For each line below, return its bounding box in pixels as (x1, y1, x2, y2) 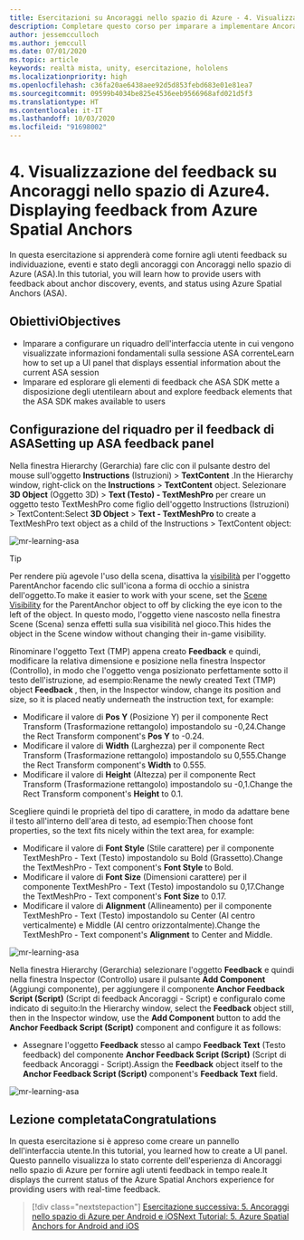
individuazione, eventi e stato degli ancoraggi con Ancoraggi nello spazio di (9, 259, 291, 270)
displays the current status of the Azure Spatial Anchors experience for (9, 1174, 275, 1186)
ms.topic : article (9, 55, 79, 64)
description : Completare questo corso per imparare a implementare (9, 22, 270, 31)
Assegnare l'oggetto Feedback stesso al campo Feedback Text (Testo (22, 1039, 287, 1050)
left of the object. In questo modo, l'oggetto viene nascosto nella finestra (9, 608, 280, 620)
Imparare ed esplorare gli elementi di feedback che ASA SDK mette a (22, 377, 280, 387)
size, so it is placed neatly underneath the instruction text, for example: (9, 693, 274, 704)
